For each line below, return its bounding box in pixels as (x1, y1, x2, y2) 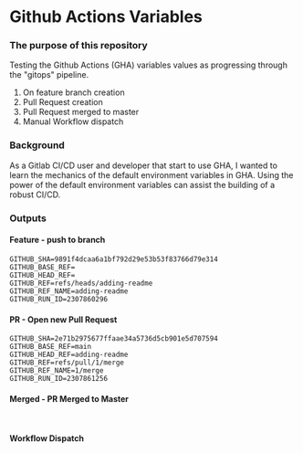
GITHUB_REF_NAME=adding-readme (9, 286, 129, 296)
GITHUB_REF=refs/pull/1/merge (9, 358, 125, 367)
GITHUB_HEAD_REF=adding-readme (9, 350, 129, 360)
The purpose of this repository (9, 39, 148, 52)
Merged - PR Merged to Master (9, 393, 130, 404)
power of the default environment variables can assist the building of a (9, 179, 276, 190)
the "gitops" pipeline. (9, 69, 89, 80)
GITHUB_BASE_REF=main (9, 342, 92, 352)
